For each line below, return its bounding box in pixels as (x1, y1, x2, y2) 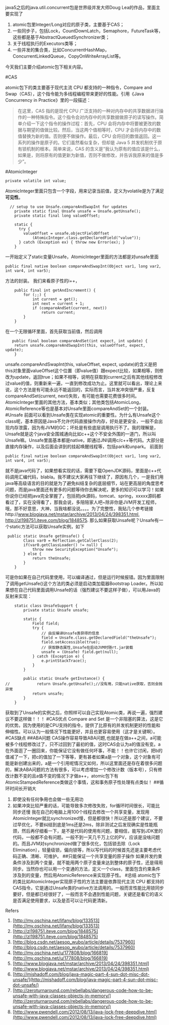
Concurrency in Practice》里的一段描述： (5, 97, 91, 103)
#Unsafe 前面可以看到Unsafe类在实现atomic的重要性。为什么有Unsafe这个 (5, 412, 160, 418)
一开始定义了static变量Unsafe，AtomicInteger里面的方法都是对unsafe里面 (5, 254, 159, 260)
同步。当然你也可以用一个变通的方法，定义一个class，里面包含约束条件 (12, 866, 160, 872)
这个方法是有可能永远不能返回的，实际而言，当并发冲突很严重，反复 (14, 387, 155, 392)
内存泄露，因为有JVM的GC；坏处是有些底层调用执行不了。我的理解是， (9, 425, 158, 430)
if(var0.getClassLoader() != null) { (23, 543, 102, 548)
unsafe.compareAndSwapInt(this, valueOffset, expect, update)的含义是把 (5, 361, 157, 367)
